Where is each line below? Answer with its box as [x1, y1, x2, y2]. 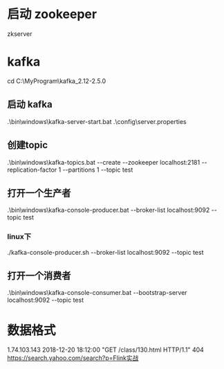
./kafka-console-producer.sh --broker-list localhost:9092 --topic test [7, 248, 204, 256]
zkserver [7, 29, 32, 38]
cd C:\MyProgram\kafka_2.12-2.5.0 [7, 77, 106, 85]
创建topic [7, 139, 48, 151]
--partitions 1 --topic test [62, 165, 133, 174]
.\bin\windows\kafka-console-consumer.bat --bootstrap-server [7, 289, 188, 297]
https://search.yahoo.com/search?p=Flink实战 [7, 354, 139, 362]
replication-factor [7, 165, 57, 174]
